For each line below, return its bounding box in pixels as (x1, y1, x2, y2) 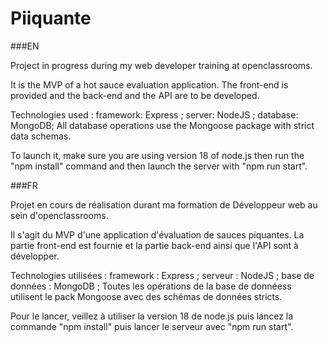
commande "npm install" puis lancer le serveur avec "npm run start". (10, 320, 294, 332)
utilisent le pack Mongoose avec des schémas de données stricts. (10, 290, 283, 302)
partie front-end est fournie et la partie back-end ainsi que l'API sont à (10, 239, 299, 251)
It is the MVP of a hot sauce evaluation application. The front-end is (10, 78, 289, 91)
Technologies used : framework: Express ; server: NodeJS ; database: (10, 108, 299, 121)
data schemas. (10, 130, 72, 142)
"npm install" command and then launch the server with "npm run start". (10, 160, 308, 172)
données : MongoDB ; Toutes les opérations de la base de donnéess (10, 280, 292, 292)
